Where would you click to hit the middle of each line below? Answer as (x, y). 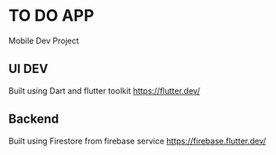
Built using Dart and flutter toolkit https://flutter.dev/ (104, 90)
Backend (34, 119)
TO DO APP (51, 16)
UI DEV (28, 69)
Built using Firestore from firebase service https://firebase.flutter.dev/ (138, 141)
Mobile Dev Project (44, 41)
